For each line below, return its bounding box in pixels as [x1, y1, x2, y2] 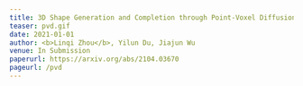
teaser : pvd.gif [9, 21, 70, 30]
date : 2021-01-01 [9, 30, 75, 39]
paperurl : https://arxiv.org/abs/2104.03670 [9, 55, 179, 64]
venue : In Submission [9, 47, 91, 56]
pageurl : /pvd [9, 64, 63, 73]
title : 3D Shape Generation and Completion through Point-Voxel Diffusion [9, 13, 297, 22]
